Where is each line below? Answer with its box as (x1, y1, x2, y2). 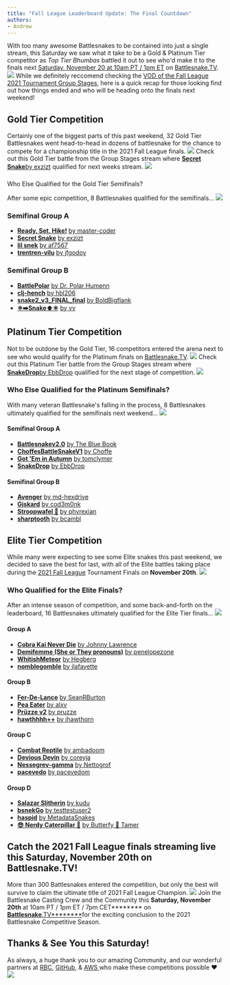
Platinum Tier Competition (7, 326, 122, 338)
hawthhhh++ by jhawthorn (16, 715, 94, 723)
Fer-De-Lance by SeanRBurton (16, 693, 106, 701)
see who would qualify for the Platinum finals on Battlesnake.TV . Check (7, 352, 218, 361)
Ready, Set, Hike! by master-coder (16, 227, 116, 235)
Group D (7, 784, 32, 792)
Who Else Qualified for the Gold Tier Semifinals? (7, 180, 143, 188)
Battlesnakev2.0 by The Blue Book (16, 440, 117, 449)
